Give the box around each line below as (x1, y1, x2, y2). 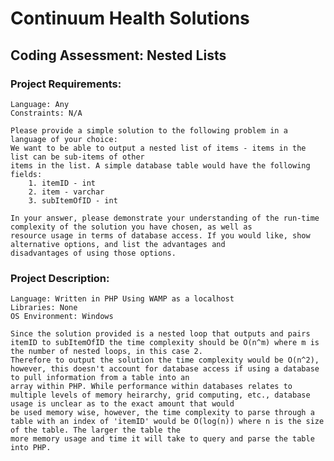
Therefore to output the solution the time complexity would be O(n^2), (10, 355, 320, 366)
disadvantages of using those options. (10, 248, 177, 258)
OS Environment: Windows (10, 312, 114, 322)
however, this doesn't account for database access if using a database (10, 364, 320, 374)
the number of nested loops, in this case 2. (10, 347, 203, 357)
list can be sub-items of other (10, 152, 145, 162)
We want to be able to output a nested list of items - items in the (10, 143, 307, 153)
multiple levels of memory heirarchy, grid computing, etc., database (10, 390, 311, 401)
